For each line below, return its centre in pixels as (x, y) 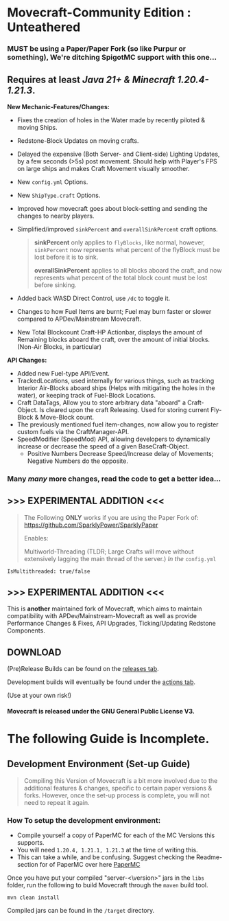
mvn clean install (33, 898)
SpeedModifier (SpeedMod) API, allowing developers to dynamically (113, 439)
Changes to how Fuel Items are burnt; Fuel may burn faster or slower (114, 311)
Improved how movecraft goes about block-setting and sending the (112, 208)
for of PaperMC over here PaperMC (90, 865)
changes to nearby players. (56, 216)
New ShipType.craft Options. (59, 195)
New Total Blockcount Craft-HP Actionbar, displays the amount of (110, 332)
